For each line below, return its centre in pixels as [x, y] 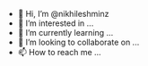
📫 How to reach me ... [59, 52]
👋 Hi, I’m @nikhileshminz [63, 14]
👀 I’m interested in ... [56, 23]
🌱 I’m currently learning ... [65, 33]
